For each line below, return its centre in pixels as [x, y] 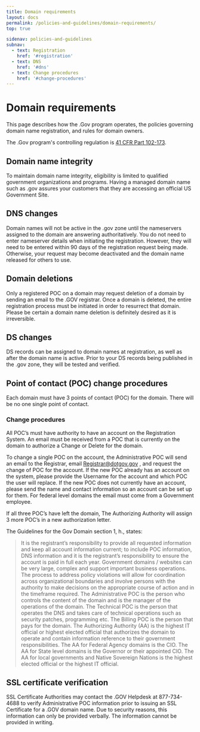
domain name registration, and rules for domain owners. [75, 131]
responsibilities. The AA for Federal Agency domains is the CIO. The [104, 645]
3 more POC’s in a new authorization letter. [59, 519]
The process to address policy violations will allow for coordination [103, 574]
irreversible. [21, 319]
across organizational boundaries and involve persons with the [98, 581]
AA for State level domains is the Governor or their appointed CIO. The [107, 651]
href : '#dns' [33, 67]
